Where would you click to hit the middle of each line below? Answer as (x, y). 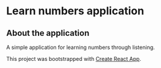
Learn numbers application (75, 11)
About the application (48, 33)
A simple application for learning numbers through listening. (80, 47)
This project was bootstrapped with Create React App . (74, 59)
